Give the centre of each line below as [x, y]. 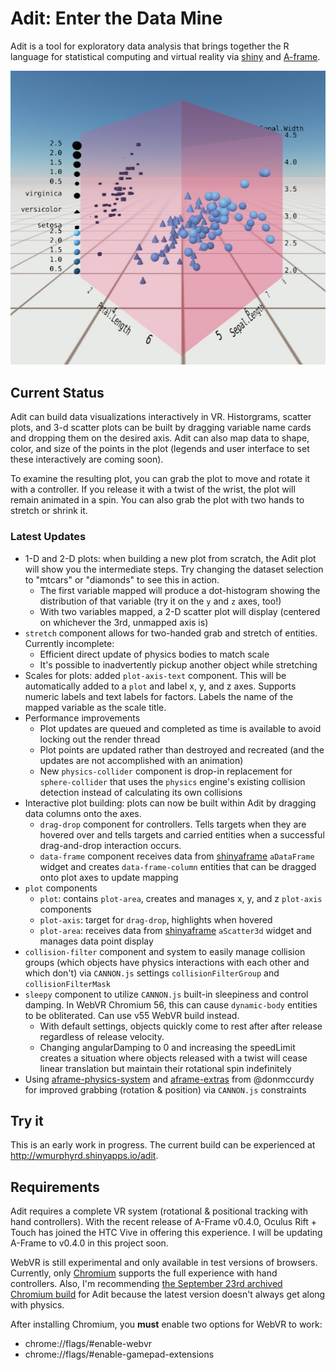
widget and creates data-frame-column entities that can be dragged [178, 866]
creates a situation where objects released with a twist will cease [173, 1058]
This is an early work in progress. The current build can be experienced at [163, 1145]
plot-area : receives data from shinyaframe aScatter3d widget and [175, 930]
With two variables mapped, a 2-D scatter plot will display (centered [180, 611]
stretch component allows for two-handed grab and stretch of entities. [171, 633]
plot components [61, 888]
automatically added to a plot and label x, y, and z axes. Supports [160, 686]
